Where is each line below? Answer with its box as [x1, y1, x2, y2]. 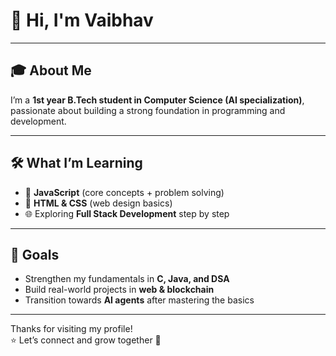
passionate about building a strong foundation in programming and [10, 104, 286, 116]
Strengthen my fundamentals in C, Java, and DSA [24, 273, 230, 285]
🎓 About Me [10, 62, 92, 79]
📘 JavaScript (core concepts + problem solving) [24, 186, 225, 198]
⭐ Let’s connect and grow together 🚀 [10, 334, 162, 346]
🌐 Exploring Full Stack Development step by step [24, 207, 230, 219]
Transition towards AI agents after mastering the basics [24, 294, 255, 306]
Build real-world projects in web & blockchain [24, 284, 215, 296]
